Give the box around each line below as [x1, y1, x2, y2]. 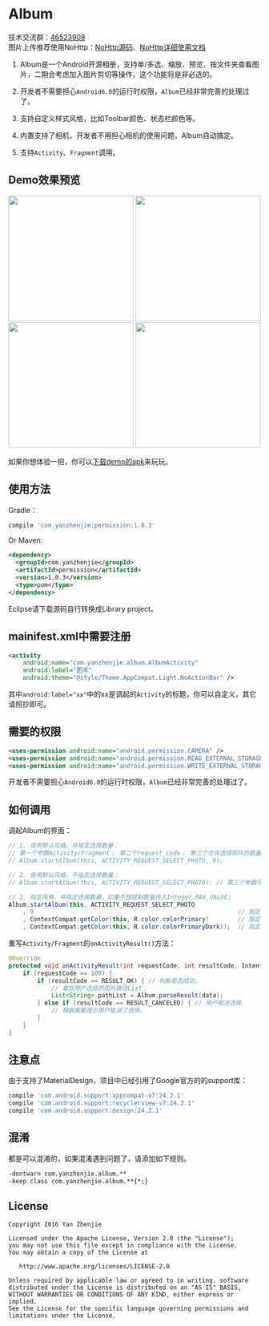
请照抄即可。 [8, 699, 50, 709]
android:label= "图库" [22, 666, 92, 674]
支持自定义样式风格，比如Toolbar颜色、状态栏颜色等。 [19, 113, 200, 123]
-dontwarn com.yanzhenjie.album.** [8, 1170, 127, 1178]
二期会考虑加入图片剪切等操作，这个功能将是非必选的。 [34, 69, 217, 79]
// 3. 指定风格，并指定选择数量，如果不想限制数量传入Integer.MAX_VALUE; [8, 893, 232, 901]
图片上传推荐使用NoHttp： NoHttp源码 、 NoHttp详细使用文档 [8, 42, 206, 52]
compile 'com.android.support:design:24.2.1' [8, 1107, 163, 1115]
